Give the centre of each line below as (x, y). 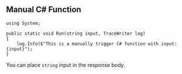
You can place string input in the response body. (65, 65)
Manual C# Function (44, 10)
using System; (23, 23)
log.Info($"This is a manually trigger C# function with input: (97, 43)
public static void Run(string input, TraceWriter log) (76, 33)
